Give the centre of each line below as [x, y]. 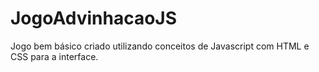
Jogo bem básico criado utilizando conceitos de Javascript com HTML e [160, 46]
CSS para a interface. [54, 56]
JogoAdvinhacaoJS [94, 18]
